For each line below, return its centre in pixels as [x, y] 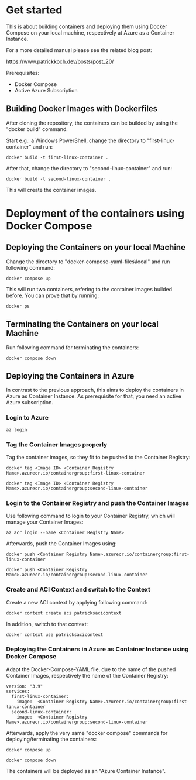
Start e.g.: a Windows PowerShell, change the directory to [76, 140]
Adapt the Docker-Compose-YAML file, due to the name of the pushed [91, 669]
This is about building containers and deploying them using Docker [87, 26]
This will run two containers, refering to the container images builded [89, 289]
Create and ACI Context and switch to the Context [78, 590]
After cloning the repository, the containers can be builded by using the [92, 123]
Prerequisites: [23, 73]
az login [17, 430]
